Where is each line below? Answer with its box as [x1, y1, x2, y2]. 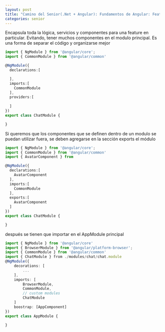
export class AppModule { [5, 313, 58, 319]
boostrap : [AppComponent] [14, 305, 67, 309]
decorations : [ [14, 263, 45, 268]
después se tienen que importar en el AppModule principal [5, 231, 124, 237]
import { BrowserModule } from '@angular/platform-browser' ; [5, 245, 133, 250]
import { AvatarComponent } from [5, 154, 74, 159]
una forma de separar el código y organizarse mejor [5, 40, 110, 46]
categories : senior [5, 16, 45, 21]
